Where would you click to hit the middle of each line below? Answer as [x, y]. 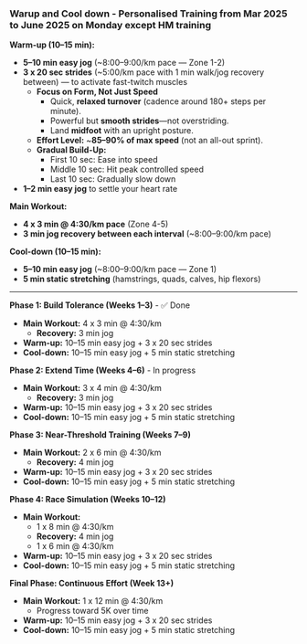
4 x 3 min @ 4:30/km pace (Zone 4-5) [95, 224]
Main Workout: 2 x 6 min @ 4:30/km [92, 453]
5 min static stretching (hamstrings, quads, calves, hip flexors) [142, 279]
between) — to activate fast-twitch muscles [105, 82]
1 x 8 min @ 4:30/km [75, 527]
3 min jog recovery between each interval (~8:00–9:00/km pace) [147, 234]
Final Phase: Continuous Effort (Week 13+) [92, 584]
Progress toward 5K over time [92, 611]
